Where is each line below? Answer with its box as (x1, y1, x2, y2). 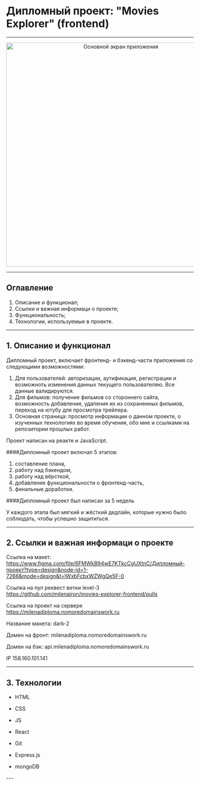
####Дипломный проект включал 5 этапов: (6, 448, 118, 455)
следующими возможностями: (6, 363, 85, 370)
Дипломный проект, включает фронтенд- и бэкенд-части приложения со (6, 357, 193, 364)
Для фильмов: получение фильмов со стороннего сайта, (14, 393, 160, 401)
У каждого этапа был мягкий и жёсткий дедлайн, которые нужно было (6, 508, 187, 516)
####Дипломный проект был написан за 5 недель (6, 497, 135, 504)
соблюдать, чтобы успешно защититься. (6, 515, 110, 522)
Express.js (14, 752, 40, 759)
